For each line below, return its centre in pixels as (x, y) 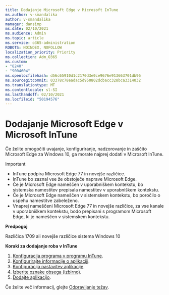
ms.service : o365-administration (40, 43)
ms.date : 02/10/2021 (27, 29)
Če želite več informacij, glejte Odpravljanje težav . (57, 287)
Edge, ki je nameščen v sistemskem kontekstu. (61, 217)
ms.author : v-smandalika (31, 15)
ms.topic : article (24, 38)
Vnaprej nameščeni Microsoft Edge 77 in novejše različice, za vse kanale (88, 206)
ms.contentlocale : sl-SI (31, 90)
